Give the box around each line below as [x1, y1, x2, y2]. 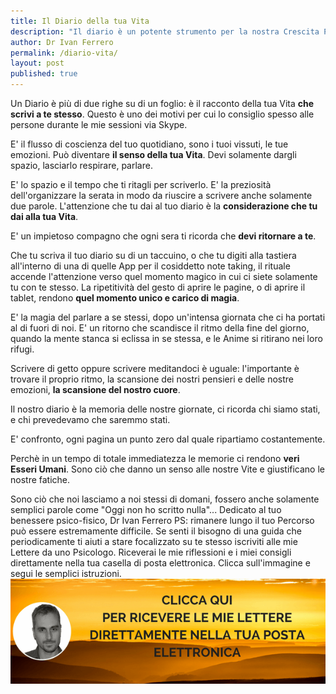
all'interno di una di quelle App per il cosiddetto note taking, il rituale [10, 260, 291, 272]
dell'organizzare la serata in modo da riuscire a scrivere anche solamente [10, 190, 313, 201]
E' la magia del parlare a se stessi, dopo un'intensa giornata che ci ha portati [10, 311, 326, 323]
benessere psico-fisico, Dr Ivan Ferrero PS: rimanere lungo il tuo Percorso [10, 515, 315, 526]
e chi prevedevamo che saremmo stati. [10, 414, 171, 425]
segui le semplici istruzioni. [10, 568, 122, 579]
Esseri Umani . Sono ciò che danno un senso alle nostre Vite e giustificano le [10, 463, 325, 475]
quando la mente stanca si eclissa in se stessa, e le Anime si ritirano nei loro [10, 333, 323, 344]
